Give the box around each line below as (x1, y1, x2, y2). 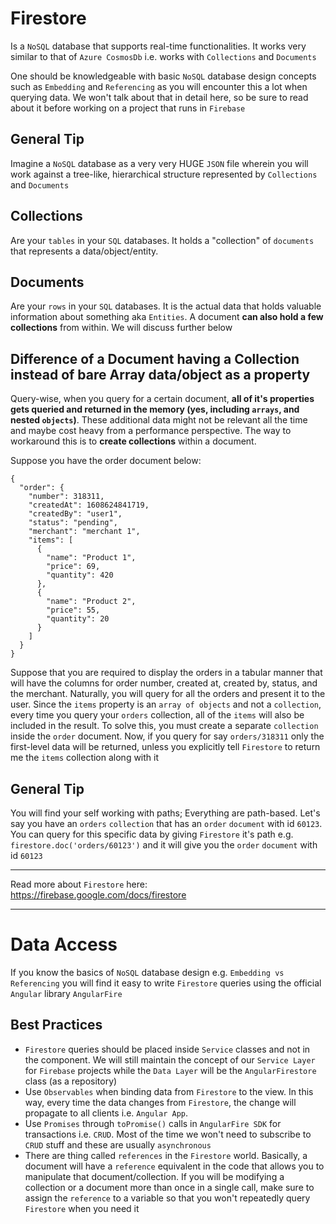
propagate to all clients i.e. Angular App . (24, 1107, 189, 1119)
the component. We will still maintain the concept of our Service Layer (24, 1053, 316, 1066)
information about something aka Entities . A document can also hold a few (10, 311, 324, 323)
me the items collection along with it (10, 752, 160, 764)
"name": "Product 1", (46, 553, 137, 563)
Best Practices (10, 1017, 103, 1034)
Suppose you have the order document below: (10, 455, 202, 467)
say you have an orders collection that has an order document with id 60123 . (10, 818, 323, 829)
